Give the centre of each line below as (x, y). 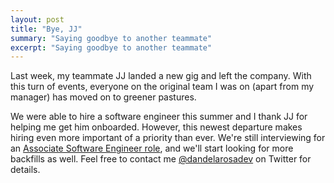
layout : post (37, 19)
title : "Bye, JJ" (46, 29)
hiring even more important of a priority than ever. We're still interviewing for (168, 138)
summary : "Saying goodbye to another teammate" (111, 38)
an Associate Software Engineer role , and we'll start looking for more (152, 148)
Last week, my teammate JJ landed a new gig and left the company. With (161, 76)
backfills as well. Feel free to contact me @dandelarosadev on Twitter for (161, 159)
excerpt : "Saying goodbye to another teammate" (111, 47)
